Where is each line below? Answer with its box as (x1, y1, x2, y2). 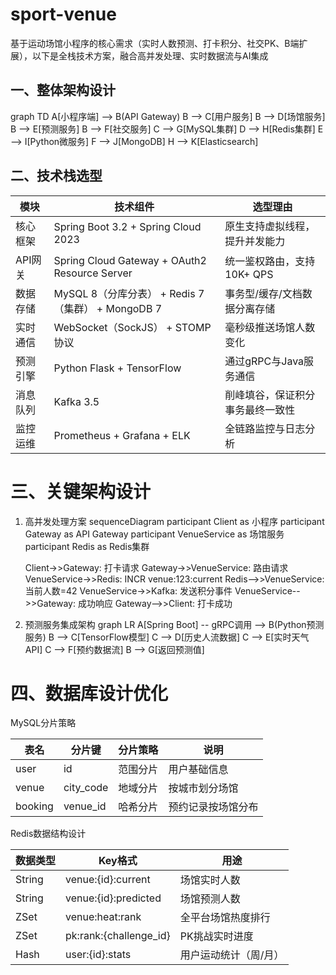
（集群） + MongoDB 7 (53, 301, 163, 315)
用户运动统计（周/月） (179, 948, 285, 962)
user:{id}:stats (65, 948, 132, 962)
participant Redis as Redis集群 (24, 540, 150, 552)
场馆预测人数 (179, 892, 241, 906)
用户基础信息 (168, 763, 229, 777)
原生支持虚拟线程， (224, 219, 316, 233)
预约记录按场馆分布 (168, 800, 259, 814)
